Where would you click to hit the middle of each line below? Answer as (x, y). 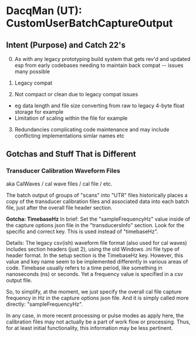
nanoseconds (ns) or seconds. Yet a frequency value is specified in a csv (95, 274)
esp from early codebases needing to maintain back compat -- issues (99, 65)
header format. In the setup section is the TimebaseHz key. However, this (95, 255)
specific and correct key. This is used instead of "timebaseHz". (82, 231)
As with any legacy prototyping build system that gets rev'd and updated (102, 59)
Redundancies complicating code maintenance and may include (92, 129)
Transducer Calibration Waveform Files (63, 171)
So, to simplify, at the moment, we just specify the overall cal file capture (94, 291)
